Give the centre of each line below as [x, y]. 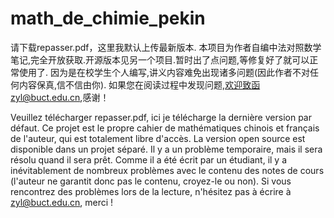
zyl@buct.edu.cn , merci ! [62, 202]
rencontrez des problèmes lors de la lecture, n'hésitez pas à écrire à [151, 191]
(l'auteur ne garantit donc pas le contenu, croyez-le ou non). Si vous [151, 181]
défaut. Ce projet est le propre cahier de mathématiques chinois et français [165, 128]
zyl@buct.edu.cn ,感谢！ [60, 97]
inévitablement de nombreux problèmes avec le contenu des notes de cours [167, 170]
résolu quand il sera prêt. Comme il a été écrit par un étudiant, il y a [149, 159]
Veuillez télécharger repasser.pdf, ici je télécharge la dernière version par [161, 117]
